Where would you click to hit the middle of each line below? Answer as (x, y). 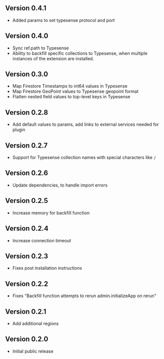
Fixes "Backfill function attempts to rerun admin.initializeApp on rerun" (84, 296)
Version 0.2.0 (27, 339)
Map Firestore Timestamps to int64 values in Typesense (70, 86)
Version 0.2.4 (27, 229)
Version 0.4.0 (27, 36)
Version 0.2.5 (27, 201)
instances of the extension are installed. (53, 58)
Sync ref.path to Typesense (41, 48)
